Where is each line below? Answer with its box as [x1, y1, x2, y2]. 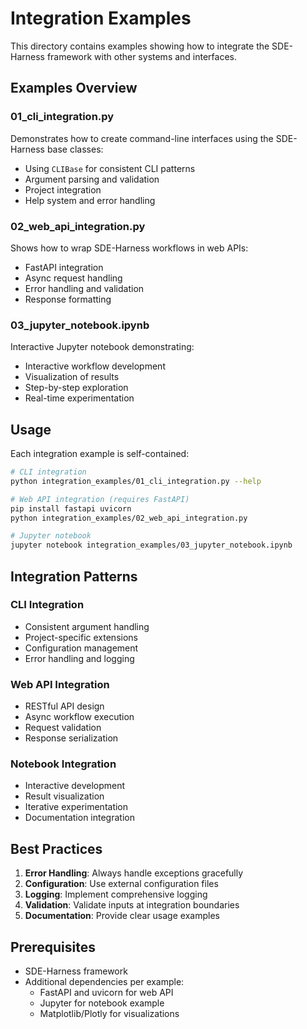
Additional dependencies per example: [24, 976, 185, 988]
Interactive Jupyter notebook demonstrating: [10, 341, 195, 353]
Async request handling [24, 272, 123, 284]
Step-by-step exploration [24, 382, 129, 394]
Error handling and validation [24, 282, 145, 294]
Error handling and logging [24, 652, 135, 664]
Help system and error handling [24, 194, 156, 206]
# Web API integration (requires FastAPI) [10, 494, 190, 504]
